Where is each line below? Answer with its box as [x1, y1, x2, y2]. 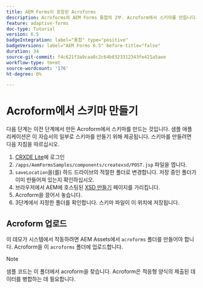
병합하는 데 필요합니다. [22, 275, 76, 283]
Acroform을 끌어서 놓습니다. [14, 192, 83, 199]
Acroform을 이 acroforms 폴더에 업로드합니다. [14, 243, 123, 250]
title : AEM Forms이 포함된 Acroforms [6, 8, 97, 15]
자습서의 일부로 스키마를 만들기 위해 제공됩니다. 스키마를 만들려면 [38, 133, 192, 140]
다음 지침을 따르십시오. [6, 141, 60, 148]
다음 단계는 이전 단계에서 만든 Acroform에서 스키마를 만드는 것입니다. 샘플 [6, 126, 181, 133]
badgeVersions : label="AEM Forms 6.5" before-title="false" [6, 43, 161, 49]
